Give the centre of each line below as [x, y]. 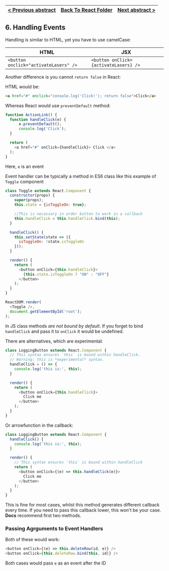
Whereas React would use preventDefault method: [58, 105]
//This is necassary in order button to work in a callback [78, 214]
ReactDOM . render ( [23, 302]
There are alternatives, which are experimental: [54, 341]
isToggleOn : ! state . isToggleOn [51, 242]
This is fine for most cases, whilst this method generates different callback [82, 505]
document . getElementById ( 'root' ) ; [46, 311]
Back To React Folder [87, 10]
